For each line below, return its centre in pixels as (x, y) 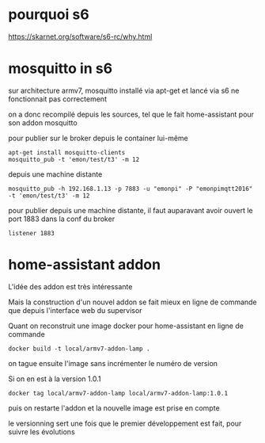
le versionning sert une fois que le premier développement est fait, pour (125, 423)
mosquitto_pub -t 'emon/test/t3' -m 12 (74, 159)
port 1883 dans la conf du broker (62, 219)
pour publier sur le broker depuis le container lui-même (98, 138)
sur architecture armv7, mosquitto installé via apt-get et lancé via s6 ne (124, 90)
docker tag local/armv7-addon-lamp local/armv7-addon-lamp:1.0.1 (118, 393)
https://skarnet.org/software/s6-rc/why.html (80, 36)
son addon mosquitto (43, 122)
